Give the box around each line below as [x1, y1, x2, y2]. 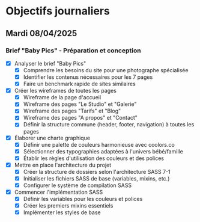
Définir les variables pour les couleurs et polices [23, 196, 143, 203]
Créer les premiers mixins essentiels [23, 202, 114, 209]
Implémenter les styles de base [23, 209, 101, 216]
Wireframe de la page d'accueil [23, 94, 102, 101]
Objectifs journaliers [5, 4, 111, 18]
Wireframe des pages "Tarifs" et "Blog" [23, 107, 121, 115]
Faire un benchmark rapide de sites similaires [23, 80, 136, 88]
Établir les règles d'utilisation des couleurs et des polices [23, 155, 165, 162]
